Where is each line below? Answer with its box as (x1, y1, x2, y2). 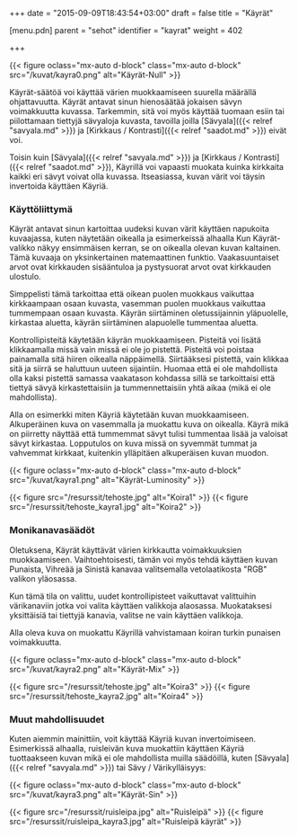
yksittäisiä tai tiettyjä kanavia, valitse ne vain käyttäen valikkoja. (9, 609, 244, 620)
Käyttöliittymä (9, 202, 74, 215)
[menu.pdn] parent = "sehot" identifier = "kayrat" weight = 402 (9, 25, 243, 35)
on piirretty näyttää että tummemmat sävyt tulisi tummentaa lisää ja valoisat (9, 429, 289, 440)
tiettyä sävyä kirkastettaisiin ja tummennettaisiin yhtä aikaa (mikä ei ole (9, 382, 271, 394)
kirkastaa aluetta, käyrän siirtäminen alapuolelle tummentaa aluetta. (9, 317, 259, 328)
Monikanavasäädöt (9, 524, 95, 537)
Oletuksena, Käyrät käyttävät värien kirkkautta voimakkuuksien (9, 544, 242, 556)
